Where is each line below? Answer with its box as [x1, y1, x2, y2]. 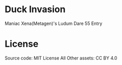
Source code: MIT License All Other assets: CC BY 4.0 [5, 55, 117, 61]
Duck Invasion [5, 4, 66, 15]
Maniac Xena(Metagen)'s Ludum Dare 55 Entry [5, 20, 103, 26]
